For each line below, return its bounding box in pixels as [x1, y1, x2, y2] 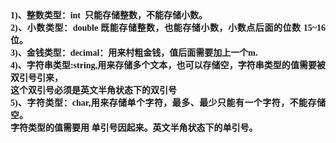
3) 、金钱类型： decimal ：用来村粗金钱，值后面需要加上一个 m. [10, 48, 258, 58]
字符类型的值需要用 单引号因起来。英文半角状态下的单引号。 [10, 123, 258, 133]
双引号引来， [10, 73, 63, 83]
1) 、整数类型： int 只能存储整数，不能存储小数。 [10, 10, 208, 21]
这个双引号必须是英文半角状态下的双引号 [10, 85, 177, 96]
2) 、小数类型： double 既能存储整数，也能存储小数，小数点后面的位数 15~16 [10, 23, 327, 33]
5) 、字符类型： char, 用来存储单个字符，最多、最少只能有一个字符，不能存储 [10, 98, 327, 108]
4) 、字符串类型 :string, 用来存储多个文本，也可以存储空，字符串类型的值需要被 [10, 60, 327, 71]
